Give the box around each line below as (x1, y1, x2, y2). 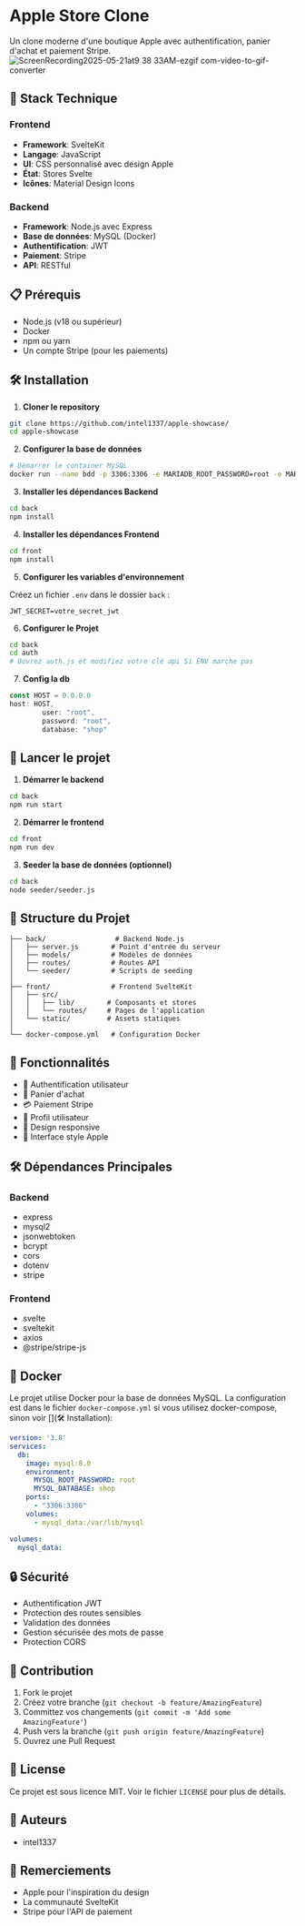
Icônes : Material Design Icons (22, 177, 135, 188)
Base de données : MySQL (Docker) (22, 230, 157, 241)
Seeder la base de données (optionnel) (22, 859, 172, 870)
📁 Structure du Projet (9, 911, 131, 926)
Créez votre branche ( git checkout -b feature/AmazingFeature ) (22, 1697, 263, 1708)
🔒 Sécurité (9, 1569, 70, 1585)
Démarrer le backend (22, 775, 104, 786)
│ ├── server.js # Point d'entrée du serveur (9, 943, 221, 952)
